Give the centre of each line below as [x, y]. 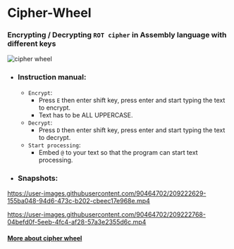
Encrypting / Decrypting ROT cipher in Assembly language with [117, 35]
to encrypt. [55, 108]
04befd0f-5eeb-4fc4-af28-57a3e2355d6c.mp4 [77, 222]
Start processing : [54, 145]
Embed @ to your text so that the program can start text [118, 152]
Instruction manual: [52, 77]
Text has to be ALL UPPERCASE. [86, 115]
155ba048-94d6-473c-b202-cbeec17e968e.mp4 [79, 201]
